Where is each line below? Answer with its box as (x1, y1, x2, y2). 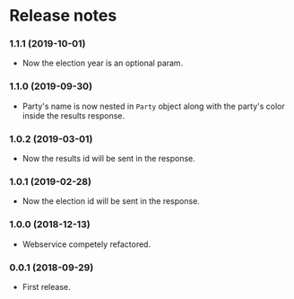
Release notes (9, 5, 117, 26)
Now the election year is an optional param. (22, 57, 184, 68)
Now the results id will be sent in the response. (22, 154, 195, 164)
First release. (22, 281, 71, 292)
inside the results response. (22, 110, 125, 121)
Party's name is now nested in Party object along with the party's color (22, 101, 285, 111)
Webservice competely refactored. (22, 239, 151, 250)
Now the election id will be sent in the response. (22, 196, 200, 207)
